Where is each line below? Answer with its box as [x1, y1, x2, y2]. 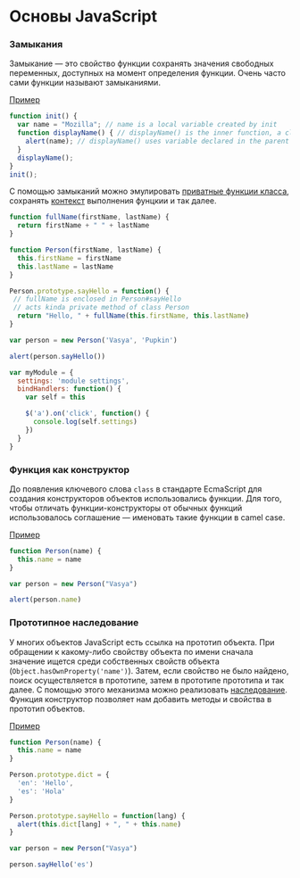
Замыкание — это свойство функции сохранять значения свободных [9, 58, 274, 69]
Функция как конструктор [9, 463, 130, 476]
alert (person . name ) [9, 595, 82, 604]
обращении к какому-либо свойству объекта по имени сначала [9, 646, 254, 657]
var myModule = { [9, 368, 74, 377]
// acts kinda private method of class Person [12, 303, 190, 312]
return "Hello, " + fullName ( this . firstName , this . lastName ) [17, 311, 250, 320]
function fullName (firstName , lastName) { [9, 212, 170, 222]
